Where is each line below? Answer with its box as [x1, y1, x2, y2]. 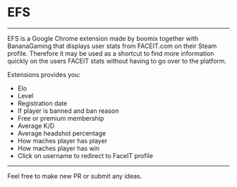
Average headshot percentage [17, 128, 107, 138]
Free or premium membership [17, 114, 104, 122]
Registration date [17, 99, 68, 107]
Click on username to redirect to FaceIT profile [17, 151, 154, 159]
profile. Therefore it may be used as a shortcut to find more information [7, 49, 214, 57]
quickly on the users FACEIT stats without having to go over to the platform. [7, 56, 227, 65]
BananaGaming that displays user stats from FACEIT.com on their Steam [7, 42, 217, 50]
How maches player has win [17, 144, 100, 152]
